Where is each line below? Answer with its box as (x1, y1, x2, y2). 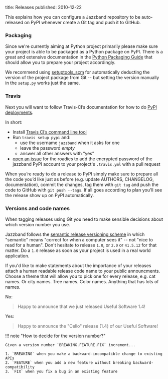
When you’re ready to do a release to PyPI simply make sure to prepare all (5, 171, 158, 177)
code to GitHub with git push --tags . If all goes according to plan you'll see (5, 186, 162, 193)
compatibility (5, 364, 35, 369)
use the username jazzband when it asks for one (20, 140, 120, 146)
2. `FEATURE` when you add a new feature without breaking (5, 360, 131, 365)
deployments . (5, 109, 34, 115)
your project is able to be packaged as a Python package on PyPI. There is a (5, 49, 163, 55)
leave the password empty (20, 145, 75, 151)
